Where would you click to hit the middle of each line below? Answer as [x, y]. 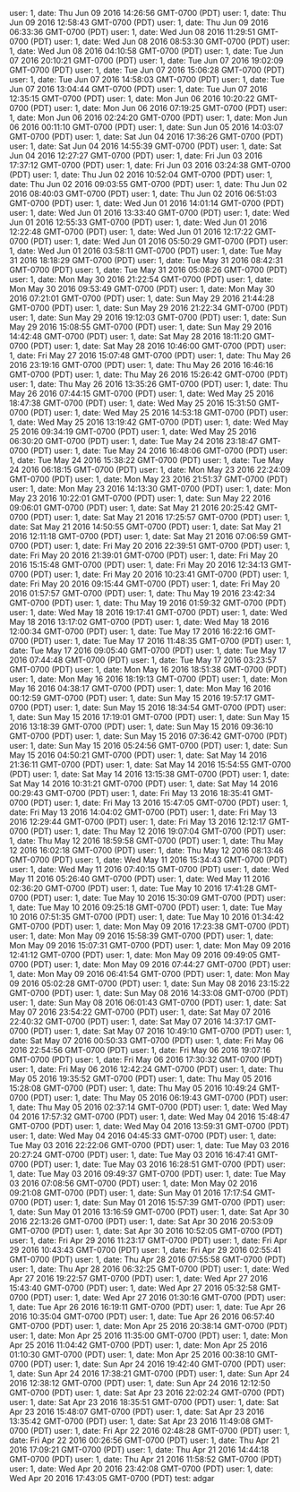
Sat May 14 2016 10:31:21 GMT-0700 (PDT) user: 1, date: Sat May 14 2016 [144, 784]
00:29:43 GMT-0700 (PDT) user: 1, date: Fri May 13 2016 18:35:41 [130, 793]
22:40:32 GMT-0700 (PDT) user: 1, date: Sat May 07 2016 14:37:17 [131, 1021]
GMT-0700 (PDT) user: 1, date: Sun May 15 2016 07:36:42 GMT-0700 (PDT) [149, 736]
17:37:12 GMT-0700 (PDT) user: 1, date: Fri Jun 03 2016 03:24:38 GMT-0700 [150, 165]
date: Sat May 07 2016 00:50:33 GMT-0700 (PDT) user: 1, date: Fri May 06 [146, 1041]
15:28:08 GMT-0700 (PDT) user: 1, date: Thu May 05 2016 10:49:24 [133, 1088]
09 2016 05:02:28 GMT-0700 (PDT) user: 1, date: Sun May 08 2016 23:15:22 [150, 983]
